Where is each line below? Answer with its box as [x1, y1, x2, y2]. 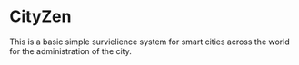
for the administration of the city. [9, 45, 132, 56]
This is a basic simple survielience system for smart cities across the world [9, 36, 291, 47]
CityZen [9, 6, 72, 27]
